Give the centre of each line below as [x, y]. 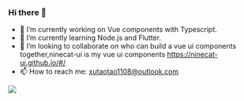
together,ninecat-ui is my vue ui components [92, 55]
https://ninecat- [193, 55]
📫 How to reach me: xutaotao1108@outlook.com [99, 72]
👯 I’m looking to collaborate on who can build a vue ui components [128, 46]
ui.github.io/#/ [42, 63]
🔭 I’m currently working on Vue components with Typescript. [118, 30]
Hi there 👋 [28, 13]
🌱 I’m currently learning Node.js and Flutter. [90, 38]
